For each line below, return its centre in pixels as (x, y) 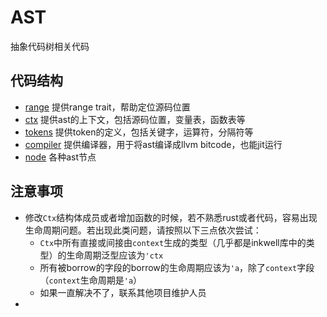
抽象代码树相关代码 (50, 46)
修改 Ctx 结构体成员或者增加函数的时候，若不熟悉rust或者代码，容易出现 (171, 217)
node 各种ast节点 (60, 157)
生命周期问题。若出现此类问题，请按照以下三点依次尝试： (143, 230)
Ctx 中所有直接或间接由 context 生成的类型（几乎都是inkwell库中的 (173, 242)
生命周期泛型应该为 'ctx (115, 255)
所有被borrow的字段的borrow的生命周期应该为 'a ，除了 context (168, 267)
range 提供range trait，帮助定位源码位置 (107, 107)
